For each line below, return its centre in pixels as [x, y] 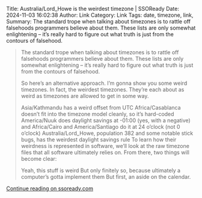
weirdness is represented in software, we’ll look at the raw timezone [105, 146]
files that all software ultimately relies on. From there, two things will [105, 152]
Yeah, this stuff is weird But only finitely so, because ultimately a [101, 170]
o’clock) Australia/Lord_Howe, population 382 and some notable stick [107, 133]
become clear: [39, 159]
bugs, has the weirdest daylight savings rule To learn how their [99, 140]
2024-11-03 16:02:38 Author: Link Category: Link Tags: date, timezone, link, [100, 15]
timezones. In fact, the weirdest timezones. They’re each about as [103, 89]
